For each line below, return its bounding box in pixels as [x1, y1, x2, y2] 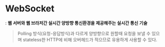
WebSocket [5, 3, 55, 14]
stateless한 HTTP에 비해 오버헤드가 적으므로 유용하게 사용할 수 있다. [23, 37, 157, 43]
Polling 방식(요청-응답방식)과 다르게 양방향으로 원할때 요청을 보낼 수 [17, 30, 151, 36]
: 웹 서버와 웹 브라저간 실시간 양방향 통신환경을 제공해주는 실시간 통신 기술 [5, 20, 148, 26]
